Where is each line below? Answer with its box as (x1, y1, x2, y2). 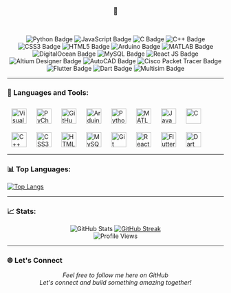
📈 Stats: (7, 206, 36, 216)
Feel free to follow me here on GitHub (63, 271, 168, 279)
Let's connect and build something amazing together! (39, 279, 192, 287)
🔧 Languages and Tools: (7, 88, 89, 98)
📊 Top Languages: (7, 164, 71, 174)
